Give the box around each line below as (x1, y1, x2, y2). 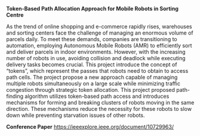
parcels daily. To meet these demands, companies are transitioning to (6, 36, 177, 42)
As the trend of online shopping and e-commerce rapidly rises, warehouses (6, 23, 192, 30)
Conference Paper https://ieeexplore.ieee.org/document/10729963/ (6, 123, 174, 130)
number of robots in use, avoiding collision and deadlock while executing (6, 55, 186, 61)
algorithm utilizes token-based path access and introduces (24, 92, 170, 100)
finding (6, 92, 24, 100)
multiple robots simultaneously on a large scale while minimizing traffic (6, 80, 181, 87)
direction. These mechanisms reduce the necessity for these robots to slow (6, 106, 192, 112)
